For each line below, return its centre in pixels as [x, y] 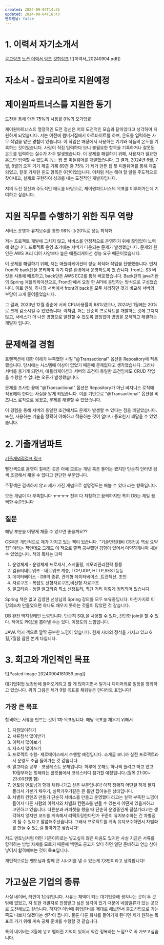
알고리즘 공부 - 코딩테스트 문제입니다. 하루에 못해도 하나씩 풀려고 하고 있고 [83, 766]
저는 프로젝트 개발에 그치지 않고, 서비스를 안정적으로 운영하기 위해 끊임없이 [76, 241]
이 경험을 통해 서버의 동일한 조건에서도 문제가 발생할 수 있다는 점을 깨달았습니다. [81, 410]
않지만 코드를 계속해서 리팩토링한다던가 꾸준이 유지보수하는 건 [84, 815]
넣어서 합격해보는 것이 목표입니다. [37, 850]
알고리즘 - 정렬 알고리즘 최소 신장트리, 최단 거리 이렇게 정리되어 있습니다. [81, 589]
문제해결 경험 [30, 344]
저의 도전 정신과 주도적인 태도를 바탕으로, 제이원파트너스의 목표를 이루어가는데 [79, 189]
